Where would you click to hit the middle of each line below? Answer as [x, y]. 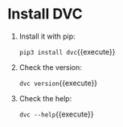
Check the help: [45, 98]
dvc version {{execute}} [58, 83]
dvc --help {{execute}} [56, 114]
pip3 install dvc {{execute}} [67, 51]
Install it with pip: [47, 36]
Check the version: [50, 67]
